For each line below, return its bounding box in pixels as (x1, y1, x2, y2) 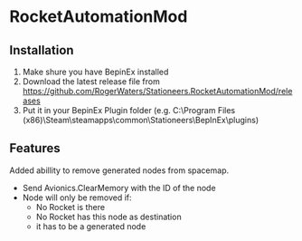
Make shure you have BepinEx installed (22, 66, 169, 77)
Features (9, 140, 61, 156)
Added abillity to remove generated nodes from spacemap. (9, 165, 230, 176)
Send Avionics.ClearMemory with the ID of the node (22, 182, 216, 193)
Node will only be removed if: (22, 192, 133, 203)
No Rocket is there (35, 201, 106, 212)
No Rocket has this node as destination (35, 211, 183, 222)
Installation (9, 43, 74, 58)
